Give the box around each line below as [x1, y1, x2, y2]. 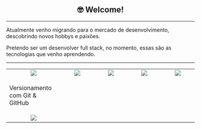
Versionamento [9, 84, 52, 92]
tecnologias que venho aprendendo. [6, 50, 96, 57]
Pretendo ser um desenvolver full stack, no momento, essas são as [6, 44, 172, 51]
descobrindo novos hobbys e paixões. [6, 32, 100, 39]
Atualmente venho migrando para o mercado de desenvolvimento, [6, 26, 169, 33]
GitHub [9, 99, 29, 107]
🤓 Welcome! [77, 5, 124, 15]
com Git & [9, 91, 37, 99]
